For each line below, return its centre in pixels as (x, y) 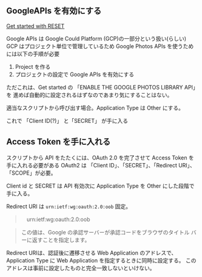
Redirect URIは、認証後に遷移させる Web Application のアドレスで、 (92, 253)
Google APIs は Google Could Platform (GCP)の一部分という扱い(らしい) (96, 38)
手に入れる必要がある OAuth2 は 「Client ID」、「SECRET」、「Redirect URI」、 (101, 165)
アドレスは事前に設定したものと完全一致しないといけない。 (81, 268)
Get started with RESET (35, 26)
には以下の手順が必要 (33, 54)
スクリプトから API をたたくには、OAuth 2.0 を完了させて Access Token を (100, 158)
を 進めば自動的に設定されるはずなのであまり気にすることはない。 (89, 95)
